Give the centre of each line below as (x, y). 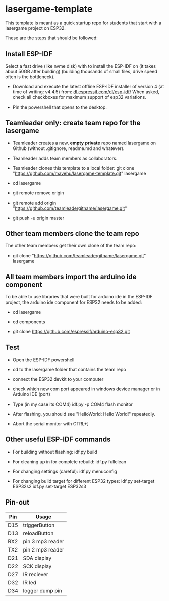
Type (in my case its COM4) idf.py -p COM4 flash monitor (72, 404)
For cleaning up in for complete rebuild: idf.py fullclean (69, 461)
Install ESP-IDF (29, 54)
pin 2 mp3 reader (44, 549)
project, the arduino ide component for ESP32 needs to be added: (74, 302)
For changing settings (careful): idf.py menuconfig (65, 471)
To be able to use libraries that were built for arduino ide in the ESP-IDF (79, 297)
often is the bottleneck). (30, 77)
